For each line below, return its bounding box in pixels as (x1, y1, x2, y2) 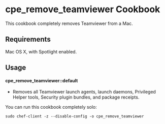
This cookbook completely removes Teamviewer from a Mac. (5, 20, 133, 26)
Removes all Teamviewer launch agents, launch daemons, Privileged (12, 89, 156, 95)
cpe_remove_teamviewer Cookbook (5, 4, 160, 15)
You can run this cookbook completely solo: (5, 104, 97, 110)
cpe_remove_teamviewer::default (5, 77, 78, 83)
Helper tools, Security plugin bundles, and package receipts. (12, 94, 140, 100)
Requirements (5, 35, 51, 44)
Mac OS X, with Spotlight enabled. (5, 48, 77, 54)
